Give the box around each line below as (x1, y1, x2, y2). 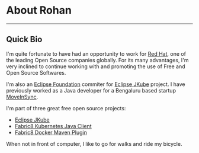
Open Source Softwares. (6, 69, 66, 76)
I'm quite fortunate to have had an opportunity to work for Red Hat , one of (6, 50, 187, 57)
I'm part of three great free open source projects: (6, 104, 126, 111)
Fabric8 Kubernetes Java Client (14, 122, 92, 129)
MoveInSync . (6, 93, 38, 100)
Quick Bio (6, 34, 43, 44)
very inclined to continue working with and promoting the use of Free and (6, 63, 185, 70)
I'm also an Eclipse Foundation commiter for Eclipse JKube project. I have (6, 81, 185, 88)
